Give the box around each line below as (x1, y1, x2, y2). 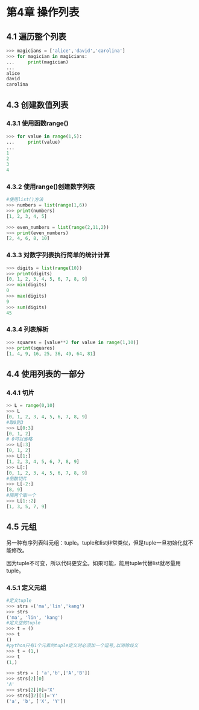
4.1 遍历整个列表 (6, 31, 66, 42)
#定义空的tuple (6, 620, 41, 626)
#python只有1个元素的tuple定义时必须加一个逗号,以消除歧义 (6, 642, 139, 648)
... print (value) (6, 139, 61, 145)
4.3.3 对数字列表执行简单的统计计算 (6, 251, 110, 260)
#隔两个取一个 (6, 493, 36, 499)
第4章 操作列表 (6, 5, 80, 19)
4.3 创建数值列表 (6, 100, 69, 110)
